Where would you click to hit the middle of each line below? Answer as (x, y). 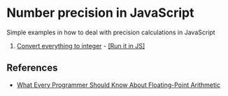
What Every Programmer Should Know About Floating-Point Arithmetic (119, 85)
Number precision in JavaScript (100, 13)
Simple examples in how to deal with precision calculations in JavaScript (111, 32)
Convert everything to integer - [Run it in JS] (81, 46)
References (32, 68)
